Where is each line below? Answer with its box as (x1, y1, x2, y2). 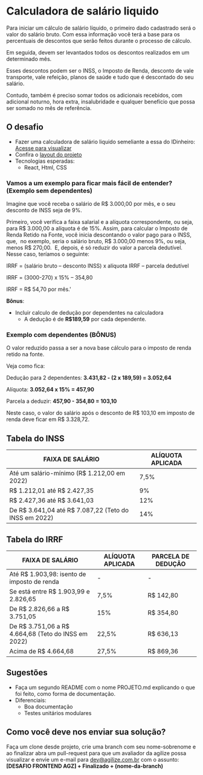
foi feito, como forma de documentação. (14, 690, 116, 697)
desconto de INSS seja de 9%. (6, 207, 83, 214)
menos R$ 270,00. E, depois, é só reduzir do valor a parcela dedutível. (6, 244, 183, 252)
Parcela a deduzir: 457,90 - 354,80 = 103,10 (6, 397, 117, 405)
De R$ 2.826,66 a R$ (9, 604, 70, 613)
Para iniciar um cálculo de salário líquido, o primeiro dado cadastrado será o (6, 24, 196, 31)
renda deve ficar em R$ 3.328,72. (6, 416, 89, 423)
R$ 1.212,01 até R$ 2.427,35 (9, 486, 94, 495)
